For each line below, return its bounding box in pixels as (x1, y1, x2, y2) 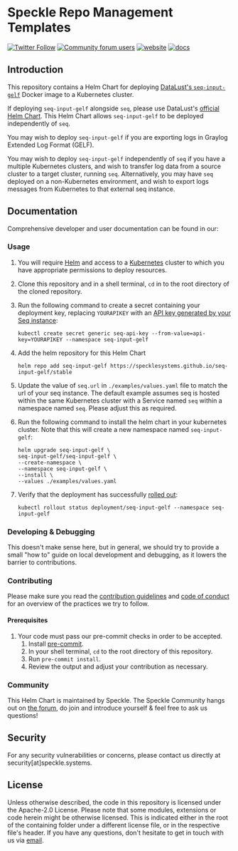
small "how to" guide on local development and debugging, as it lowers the (7, 550, 227, 559)
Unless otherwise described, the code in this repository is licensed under (7, 798, 222, 806)
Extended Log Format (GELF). (7, 140, 94, 149)
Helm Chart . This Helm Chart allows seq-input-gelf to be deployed (7, 111, 204, 120)
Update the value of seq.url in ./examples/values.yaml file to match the (17, 381, 228, 389)
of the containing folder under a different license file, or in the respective (7, 820, 220, 829)
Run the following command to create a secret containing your (17, 301, 200, 309)
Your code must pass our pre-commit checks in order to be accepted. (17, 631, 222, 640)
